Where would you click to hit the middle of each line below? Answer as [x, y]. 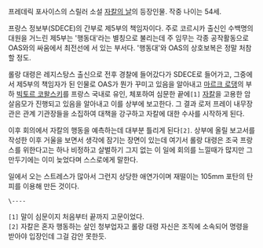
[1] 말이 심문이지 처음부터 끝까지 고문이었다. [77, 217]
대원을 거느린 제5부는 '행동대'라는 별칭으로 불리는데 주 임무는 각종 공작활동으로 [129, 38]
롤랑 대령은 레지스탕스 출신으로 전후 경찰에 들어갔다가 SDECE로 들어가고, [120, 74]
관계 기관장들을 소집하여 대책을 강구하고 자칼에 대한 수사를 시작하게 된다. [133, 113]
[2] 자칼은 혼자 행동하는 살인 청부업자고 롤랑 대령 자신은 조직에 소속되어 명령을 [128, 226]
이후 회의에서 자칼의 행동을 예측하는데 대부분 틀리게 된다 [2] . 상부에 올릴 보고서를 [131, 130]
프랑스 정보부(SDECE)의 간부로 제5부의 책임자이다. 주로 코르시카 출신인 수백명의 [131, 28]
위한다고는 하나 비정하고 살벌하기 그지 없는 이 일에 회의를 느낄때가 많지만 [133, 150]
